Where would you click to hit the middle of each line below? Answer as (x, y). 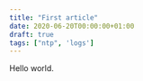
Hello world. (31, 68)
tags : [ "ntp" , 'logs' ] (52, 43)
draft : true (31, 34)
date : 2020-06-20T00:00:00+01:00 (72, 26)
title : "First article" (54, 18)
